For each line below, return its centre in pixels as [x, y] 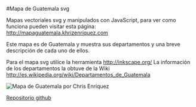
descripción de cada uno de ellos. [48, 51]
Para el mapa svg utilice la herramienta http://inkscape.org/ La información [98, 62]
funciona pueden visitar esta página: [51, 26]
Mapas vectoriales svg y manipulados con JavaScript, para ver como [91, 20]
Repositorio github [29, 98]
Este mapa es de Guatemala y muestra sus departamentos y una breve [93, 44]
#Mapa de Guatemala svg [38, 9]
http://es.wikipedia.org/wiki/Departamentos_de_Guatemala [78, 75]
